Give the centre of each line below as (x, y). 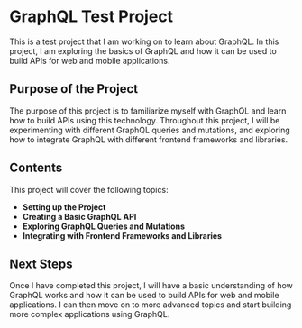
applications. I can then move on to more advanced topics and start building (151, 305)
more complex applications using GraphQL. (90, 314)
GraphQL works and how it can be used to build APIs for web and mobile (144, 296)
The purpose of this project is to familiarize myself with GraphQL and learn (148, 111)
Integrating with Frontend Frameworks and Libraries (122, 235)
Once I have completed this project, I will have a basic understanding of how (151, 286)
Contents (36, 168)
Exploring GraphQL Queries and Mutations (103, 226)
